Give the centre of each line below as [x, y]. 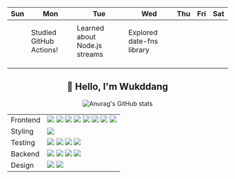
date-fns [143, 41]
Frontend [26, 120]
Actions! [44, 50]
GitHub [43, 41]
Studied [44, 32]
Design [22, 165]
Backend [25, 154]
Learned [91, 28]
